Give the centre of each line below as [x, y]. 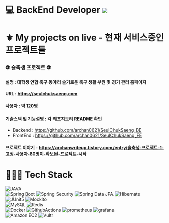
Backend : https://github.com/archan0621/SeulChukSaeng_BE [77, 130]
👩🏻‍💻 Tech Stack [39, 175]
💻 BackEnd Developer [53, 10]
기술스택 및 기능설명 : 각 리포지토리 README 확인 [54, 119]
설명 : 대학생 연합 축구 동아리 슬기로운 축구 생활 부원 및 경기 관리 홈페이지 [76, 82]
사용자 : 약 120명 [22, 106]
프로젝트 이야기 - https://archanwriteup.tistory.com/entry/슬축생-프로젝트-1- [84, 147]
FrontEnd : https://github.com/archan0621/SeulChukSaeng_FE [77, 135]
